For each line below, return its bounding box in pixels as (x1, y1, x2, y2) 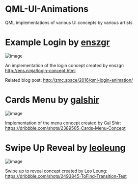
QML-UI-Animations (5, 3, 89, 15)
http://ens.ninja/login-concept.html (5, 68, 76, 73)
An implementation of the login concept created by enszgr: (5, 62, 124, 68)
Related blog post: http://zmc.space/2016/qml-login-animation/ (5, 77, 133, 83)
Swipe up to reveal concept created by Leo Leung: (5, 168, 108, 174)
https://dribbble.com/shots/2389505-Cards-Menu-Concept (5, 125, 126, 131)
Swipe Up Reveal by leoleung (5, 142, 126, 153)
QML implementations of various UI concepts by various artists (5, 20, 133, 25)
